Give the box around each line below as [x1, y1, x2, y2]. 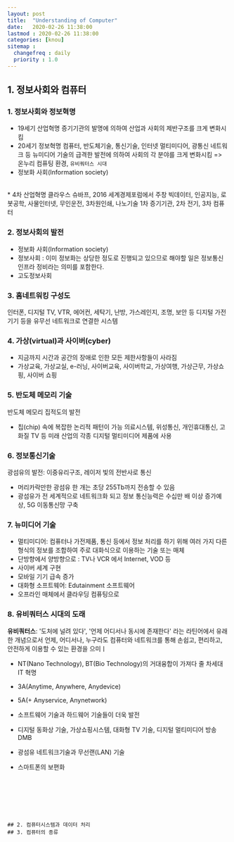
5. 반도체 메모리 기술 [7, 390, 72, 400]
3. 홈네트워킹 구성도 [7, 290, 71, 300]
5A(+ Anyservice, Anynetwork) [17, 696, 108, 704]
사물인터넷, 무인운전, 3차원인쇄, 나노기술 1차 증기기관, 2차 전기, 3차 [27, 199, 212, 208]
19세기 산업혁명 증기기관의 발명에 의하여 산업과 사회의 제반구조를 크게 [17, 124, 209, 132]
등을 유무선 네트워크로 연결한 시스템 [20, 317, 118, 325]
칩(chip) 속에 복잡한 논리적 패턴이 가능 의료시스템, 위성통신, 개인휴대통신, [17, 422, 219, 431]
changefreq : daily [13, 50, 71, 57]
